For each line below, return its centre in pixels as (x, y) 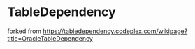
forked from (24, 31)
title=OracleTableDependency (50, 38)
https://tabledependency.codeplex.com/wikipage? (115, 31)
